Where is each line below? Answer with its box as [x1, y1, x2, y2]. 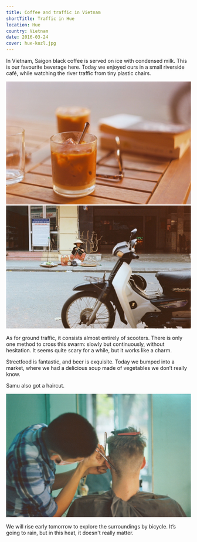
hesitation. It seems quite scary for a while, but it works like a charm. [6, 347, 172, 354]
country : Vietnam [6, 28, 49, 34]
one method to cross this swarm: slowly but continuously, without [6, 341, 165, 348]
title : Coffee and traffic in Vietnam [6, 9, 101, 15]
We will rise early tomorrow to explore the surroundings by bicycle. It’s [6, 523, 176, 530]
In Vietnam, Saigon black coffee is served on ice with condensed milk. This [6, 58, 188, 64]
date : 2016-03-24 [6, 34, 49, 41]
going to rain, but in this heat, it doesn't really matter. [6, 529, 134, 536]
